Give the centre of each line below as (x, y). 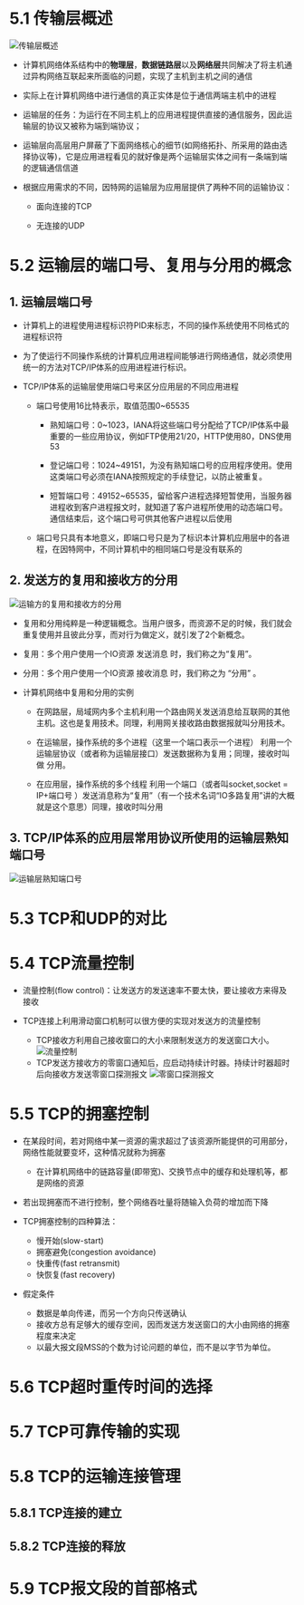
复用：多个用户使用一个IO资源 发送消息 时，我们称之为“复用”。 (139, 653)
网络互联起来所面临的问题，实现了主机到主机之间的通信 (150, 76)
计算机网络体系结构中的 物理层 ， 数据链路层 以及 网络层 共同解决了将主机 (153, 64)
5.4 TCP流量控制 (72, 963)
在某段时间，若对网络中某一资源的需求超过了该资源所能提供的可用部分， (157, 1141)
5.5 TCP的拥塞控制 (79, 1113)
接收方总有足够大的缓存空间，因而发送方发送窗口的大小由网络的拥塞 (163, 1324)
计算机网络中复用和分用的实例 (78, 692)
